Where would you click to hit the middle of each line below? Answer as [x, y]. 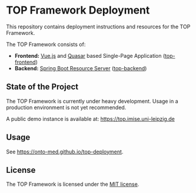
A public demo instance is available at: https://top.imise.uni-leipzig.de [90, 119]
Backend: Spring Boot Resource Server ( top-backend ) [81, 68]
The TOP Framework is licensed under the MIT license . [73, 184]
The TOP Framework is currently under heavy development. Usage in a [92, 101]
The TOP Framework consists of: [46, 44]
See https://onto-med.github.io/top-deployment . [65, 152]
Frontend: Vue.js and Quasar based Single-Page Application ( [90, 55]
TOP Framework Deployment [78, 10]
